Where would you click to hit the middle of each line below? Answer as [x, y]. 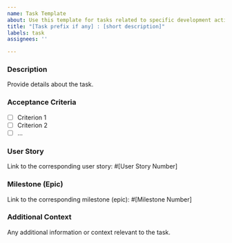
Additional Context [39, 217]
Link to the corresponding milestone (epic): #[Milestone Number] [99, 199]
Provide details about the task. [50, 84]
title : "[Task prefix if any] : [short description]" [86, 26]
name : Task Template [37, 13]
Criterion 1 [32, 117]
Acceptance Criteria [42, 102]
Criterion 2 [32, 125]
